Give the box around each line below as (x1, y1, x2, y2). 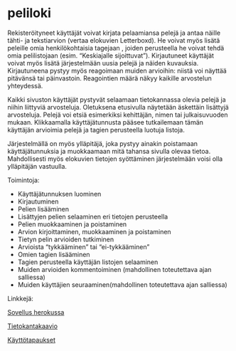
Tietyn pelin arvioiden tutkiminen (17, 235, 114, 243)
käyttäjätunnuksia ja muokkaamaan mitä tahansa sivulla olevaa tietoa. (7, 147, 211, 155)
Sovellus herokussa (7, 308, 65, 316)
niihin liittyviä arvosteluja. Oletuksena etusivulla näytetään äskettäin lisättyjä (7, 103, 229, 111)
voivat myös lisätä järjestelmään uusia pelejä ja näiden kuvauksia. (7, 58, 199, 67)
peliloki (7, 5, 52, 21)
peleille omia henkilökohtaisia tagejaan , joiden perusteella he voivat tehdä (7, 43, 225, 52)
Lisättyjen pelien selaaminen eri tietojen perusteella (17, 212, 168, 221)
